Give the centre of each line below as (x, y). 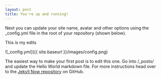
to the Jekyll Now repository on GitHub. (45, 71)
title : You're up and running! (37, 14)
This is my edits (21, 42)
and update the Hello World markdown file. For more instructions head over (80, 66)
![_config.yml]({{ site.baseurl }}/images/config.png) (56, 52)
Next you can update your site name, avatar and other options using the (77, 28)
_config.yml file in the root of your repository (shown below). (66, 33)
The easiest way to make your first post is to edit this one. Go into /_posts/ (80, 61)
